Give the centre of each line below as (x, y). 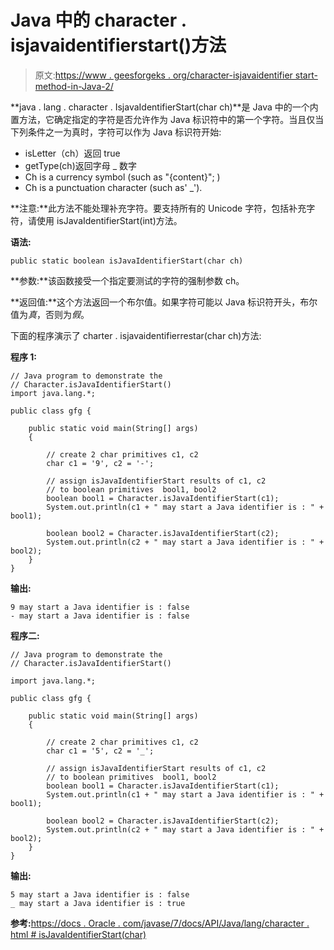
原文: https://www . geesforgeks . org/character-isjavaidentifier (163, 75)
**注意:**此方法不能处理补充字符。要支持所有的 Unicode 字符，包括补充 (158, 208)
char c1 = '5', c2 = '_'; (100, 751)
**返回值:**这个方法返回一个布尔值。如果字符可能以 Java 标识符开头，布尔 (164, 302)
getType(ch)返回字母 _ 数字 (81, 165)
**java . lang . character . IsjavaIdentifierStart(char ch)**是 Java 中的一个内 (164, 107)
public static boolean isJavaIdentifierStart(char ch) (127, 261)
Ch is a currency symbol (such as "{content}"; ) (122, 177)
